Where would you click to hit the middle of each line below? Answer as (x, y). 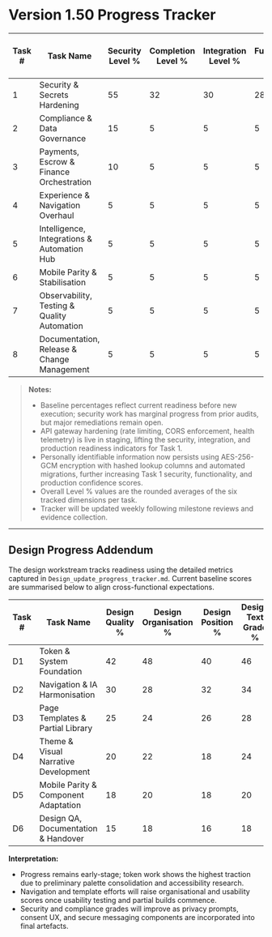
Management (65, 369)
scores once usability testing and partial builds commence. (118, 900)
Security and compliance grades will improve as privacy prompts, (129, 909)
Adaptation (60, 805)
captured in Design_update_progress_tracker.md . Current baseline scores (130, 578)
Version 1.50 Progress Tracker (112, 15)
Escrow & (57, 161)
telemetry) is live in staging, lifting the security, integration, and (145, 439)
